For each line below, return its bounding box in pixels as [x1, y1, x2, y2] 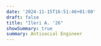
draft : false [6, 14, 39, 20]
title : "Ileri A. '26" [6, 20, 64, 26]
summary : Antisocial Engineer [6, 31, 83, 37]
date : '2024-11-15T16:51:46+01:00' [6, 8, 96, 15]
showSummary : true [6, 25, 53, 32]
